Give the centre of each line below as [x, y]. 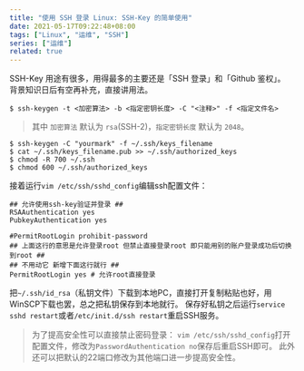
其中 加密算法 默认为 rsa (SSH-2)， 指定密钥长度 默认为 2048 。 [140, 127]
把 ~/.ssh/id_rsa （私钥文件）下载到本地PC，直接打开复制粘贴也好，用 [141, 293]
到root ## [27, 256]
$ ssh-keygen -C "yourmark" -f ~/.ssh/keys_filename [111, 144]
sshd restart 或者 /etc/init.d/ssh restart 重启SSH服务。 [117, 316]
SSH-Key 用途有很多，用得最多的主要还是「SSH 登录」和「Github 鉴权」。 [147, 79]
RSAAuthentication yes [52, 213]
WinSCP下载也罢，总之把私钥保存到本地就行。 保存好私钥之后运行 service [147, 304]
